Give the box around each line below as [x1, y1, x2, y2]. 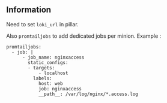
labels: [32, 75, 52, 81]
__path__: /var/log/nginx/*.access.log [38, 91, 138, 97]
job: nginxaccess [38, 86, 82, 92]
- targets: [28, 65, 55, 71]
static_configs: [28, 59, 68, 65]
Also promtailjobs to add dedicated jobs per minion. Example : [6, 32, 162, 40]
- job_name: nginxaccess [22, 54, 85, 60]
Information [6, 5, 52, 15]
